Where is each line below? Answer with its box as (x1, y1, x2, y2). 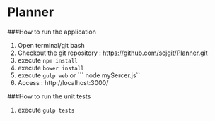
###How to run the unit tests (7, 92, 91, 101)
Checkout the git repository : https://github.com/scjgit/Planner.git (17, 49, 208, 57)
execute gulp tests (17, 106, 75, 114)
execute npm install (17, 56, 78, 64)
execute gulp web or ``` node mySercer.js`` (17, 71, 141, 79)
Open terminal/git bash (17, 41, 85, 49)
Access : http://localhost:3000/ (17, 78, 109, 87)
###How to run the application (7, 27, 97, 36)
